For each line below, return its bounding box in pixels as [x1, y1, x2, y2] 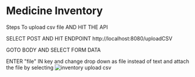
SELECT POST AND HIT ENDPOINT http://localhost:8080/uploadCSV [6, 35, 173, 42]
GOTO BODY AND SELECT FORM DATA [6, 46, 101, 53]
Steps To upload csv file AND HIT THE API [6, 24, 108, 31]
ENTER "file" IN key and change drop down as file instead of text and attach [6, 58, 189, 65]
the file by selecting [6, 63, 54, 71]
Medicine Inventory [6, 4, 103, 18]
